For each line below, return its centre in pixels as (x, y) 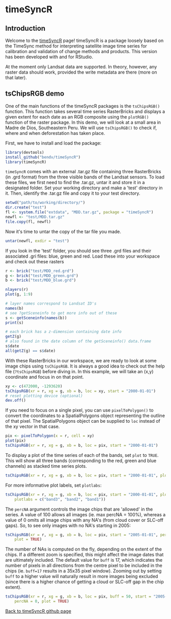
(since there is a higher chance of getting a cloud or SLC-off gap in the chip (84, 582)
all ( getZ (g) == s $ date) (31, 351)
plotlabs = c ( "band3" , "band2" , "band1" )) (60, 499)
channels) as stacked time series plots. (46, 466)
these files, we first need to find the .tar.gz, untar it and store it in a (75, 182)
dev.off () (16, 400)
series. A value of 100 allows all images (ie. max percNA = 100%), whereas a (85, 514)
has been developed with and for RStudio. (49, 57)
